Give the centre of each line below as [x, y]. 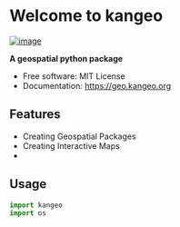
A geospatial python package [66, 58]
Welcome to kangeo [86, 16]
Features [35, 114]
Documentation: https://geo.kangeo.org [97, 85]
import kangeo [36, 205]
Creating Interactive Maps [71, 145]
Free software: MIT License [74, 76]
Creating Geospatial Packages [79, 136]
